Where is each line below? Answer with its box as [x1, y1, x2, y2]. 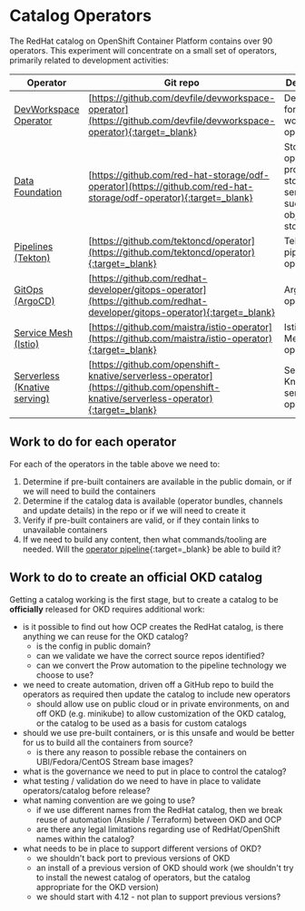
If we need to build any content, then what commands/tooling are [22, 534, 268, 544]
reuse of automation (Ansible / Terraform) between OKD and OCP [35, 814, 282, 825]
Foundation [14, 185, 63, 198]
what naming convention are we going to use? [22, 795, 195, 806]
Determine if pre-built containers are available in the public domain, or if [22, 475, 292, 486]
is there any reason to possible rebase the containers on [35, 746, 247, 758]
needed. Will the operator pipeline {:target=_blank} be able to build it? [22, 544, 281, 554]
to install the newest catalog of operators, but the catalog [35, 872, 251, 883]
